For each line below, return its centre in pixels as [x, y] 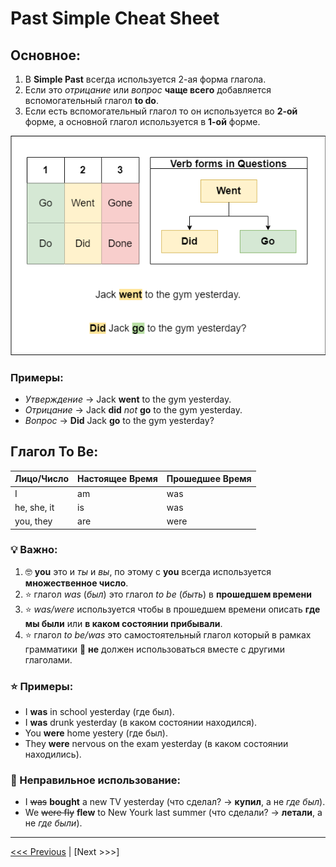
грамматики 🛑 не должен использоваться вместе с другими [154, 649]
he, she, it [34, 507]
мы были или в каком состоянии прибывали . [123, 623]
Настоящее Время [117, 479]
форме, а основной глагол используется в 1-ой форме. [142, 121]
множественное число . [76, 583]
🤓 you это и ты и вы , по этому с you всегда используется [148, 571]
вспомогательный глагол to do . [91, 100]
